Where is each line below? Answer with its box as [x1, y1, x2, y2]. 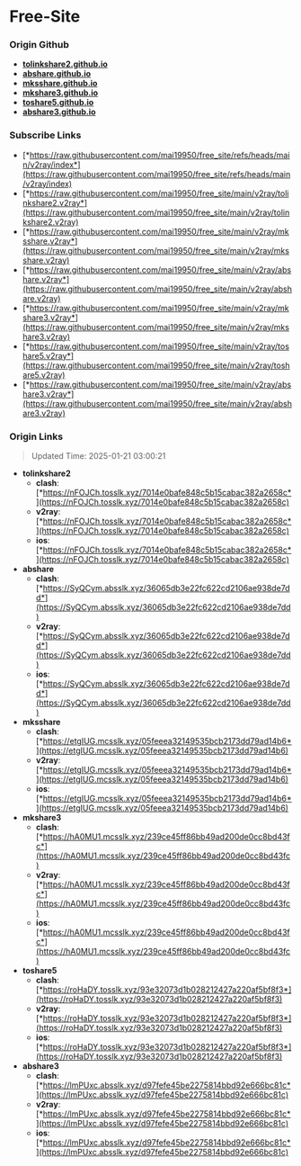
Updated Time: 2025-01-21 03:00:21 [31, 451, 166, 462]
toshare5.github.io [22, 97, 94, 108]
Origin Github [9, 39, 70, 51]
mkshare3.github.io [22, 87, 99, 98]
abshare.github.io [22, 68, 92, 79]
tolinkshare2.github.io [22, 58, 108, 69]
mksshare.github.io [22, 78, 98, 89]
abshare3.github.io [22, 106, 96, 118]
